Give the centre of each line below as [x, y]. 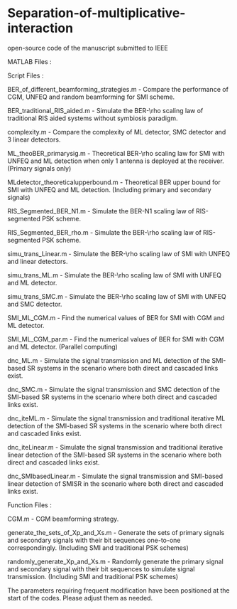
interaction [40, 28]
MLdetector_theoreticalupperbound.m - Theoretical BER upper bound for [114, 182]
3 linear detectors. [34, 139]
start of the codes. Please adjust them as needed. [80, 598]
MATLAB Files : [29, 61]
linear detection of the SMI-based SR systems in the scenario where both [115, 455]
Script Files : [26, 75]
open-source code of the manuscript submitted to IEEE [88, 48]
